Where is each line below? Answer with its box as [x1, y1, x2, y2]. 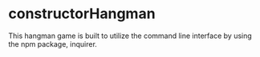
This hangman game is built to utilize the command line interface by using [8, 31, 253, 40]
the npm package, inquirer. [8, 39, 98, 48]
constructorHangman [8, 5, 156, 23]
